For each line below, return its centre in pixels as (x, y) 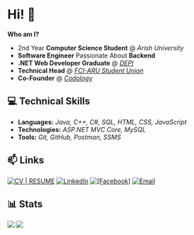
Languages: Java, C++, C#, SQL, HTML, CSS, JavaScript (102, 122)
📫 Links (26, 160)
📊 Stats (25, 204)
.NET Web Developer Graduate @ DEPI (75, 62)
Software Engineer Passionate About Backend (86, 55)
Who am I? (23, 34)
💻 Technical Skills (49, 101)
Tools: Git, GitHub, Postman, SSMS (69, 137)
